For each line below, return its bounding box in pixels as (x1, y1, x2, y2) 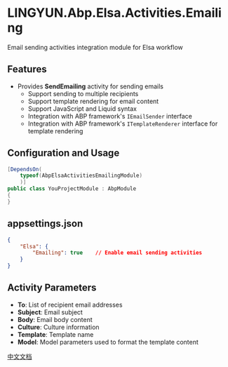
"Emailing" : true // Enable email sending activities (32, 249, 202, 257)
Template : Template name (17, 330, 94, 338)
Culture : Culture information (17, 323, 100, 331)
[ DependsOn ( (7, 166, 42, 173)
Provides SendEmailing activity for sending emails (17, 82, 163, 91)
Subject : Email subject (17, 307, 83, 316)
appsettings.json (7, 218, 83, 229)
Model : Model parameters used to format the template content (17, 338, 199, 346)
